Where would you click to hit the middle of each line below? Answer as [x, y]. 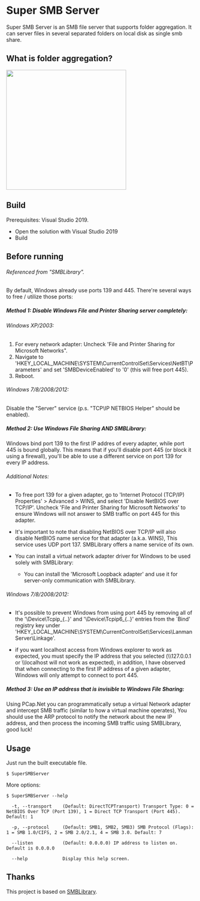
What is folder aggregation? [59, 58]
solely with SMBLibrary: [44, 563]
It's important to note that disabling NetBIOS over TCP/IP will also [95, 532]
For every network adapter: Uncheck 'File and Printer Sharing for [95, 344]
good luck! [19, 730]
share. [14, 40]
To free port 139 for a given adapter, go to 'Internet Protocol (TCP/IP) [100, 495]
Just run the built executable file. [47, 763]
